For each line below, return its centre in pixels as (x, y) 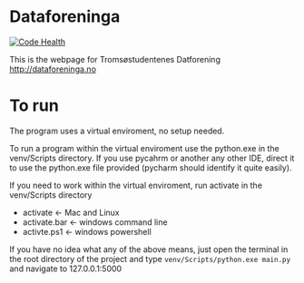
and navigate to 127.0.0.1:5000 (66, 268)
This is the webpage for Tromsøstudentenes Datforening (115, 59)
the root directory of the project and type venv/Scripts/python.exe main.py (150, 259)
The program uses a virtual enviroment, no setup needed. (117, 131)
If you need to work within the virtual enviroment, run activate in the (136, 185)
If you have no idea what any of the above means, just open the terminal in (149, 249)
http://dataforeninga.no (53, 69)
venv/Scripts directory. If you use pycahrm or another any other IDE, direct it (152, 158)
